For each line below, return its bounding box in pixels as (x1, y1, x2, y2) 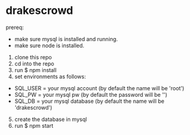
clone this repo (14, 53, 52, 61)
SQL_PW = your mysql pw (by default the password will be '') (14, 91, 168, 98)
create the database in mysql (14, 116, 87, 123)
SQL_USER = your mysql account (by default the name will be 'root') (14, 84, 185, 91)
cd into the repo (14, 60, 54, 67)
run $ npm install (14, 66, 57, 73)
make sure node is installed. (14, 42, 85, 49)
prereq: (5, 24, 24, 31)
